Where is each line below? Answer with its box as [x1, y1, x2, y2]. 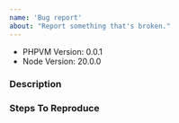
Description [9, 78, 62, 91]
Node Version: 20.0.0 [22, 56, 102, 66]
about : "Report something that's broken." [9, 22, 171, 31]
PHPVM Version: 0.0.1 [22, 46, 103, 57]
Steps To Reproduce [9, 102, 100, 115]
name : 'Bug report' [9, 13, 83, 22]
